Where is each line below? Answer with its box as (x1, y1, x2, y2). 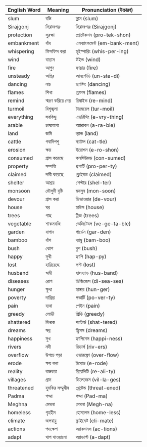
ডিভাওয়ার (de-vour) (75, 195, 117, 203)
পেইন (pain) (75, 303, 100, 309)
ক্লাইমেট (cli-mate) (75, 417, 114, 424)
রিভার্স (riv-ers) (75, 343, 108, 350)
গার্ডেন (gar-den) (75, 228, 111, 235)
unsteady (8, 73, 30, 79)
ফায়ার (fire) (75, 64, 99, 71)
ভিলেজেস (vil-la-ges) (75, 376, 121, 383)
